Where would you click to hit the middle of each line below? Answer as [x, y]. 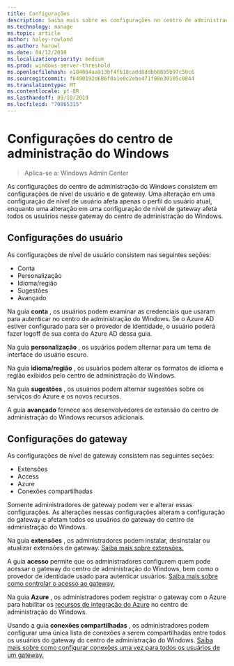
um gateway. [25, 655]
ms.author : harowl [34, 46]
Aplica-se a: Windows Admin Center [76, 173]
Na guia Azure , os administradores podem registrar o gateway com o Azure [117, 597]
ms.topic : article [34, 33]
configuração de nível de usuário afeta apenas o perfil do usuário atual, [110, 201]
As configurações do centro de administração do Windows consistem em [112, 186]
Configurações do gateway [67, 439]
